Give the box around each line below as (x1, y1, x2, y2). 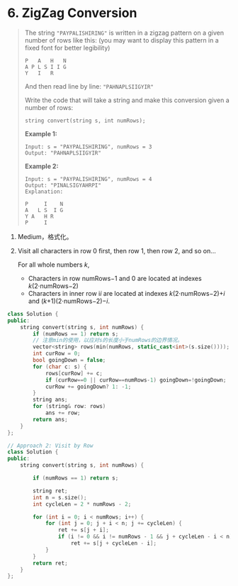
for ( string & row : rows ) (33, 403, 106, 410)
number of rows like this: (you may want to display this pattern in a (24, 35, 220, 44)
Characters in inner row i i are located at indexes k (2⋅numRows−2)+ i (28, 289, 225, 297)
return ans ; (33, 416, 69, 423)
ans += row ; (45, 409, 81, 416)
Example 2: (24, 162, 59, 170)
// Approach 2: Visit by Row (7, 442, 93, 449)
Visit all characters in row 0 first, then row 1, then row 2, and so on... (17, 246, 216, 255)
